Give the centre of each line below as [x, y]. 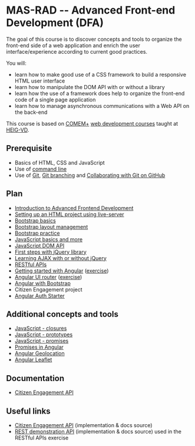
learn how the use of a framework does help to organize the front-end [100, 93]
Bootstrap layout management [51, 227]
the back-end [31, 112]
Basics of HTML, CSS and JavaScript [60, 162]
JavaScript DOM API [39, 245]
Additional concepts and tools [62, 314]
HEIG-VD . [18, 130]
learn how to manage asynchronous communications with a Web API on [102, 106]
